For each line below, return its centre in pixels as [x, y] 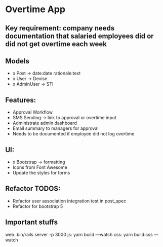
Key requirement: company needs [60, 28]
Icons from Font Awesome [40, 167]
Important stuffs [32, 222]
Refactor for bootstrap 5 [38, 206]
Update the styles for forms [41, 173]
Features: [21, 100]
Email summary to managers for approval [55, 128]
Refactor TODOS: [33, 189]
